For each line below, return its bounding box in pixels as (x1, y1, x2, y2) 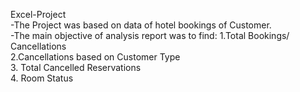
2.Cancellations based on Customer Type (10, 51, 181, 63)
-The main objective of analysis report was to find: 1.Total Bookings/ (10, 30, 290, 41)
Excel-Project (10, 9, 67, 20)
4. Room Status (10, 72, 74, 84)
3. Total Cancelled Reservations (10, 62, 142, 73)
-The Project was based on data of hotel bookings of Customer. (10, 19, 272, 31)
